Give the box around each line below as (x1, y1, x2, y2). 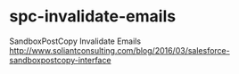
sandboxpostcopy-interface (9, 54, 111, 65)
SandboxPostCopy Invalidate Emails (9, 36, 141, 46)
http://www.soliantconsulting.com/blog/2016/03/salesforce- (9, 45, 230, 55)
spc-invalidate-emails (9, 6, 177, 27)
